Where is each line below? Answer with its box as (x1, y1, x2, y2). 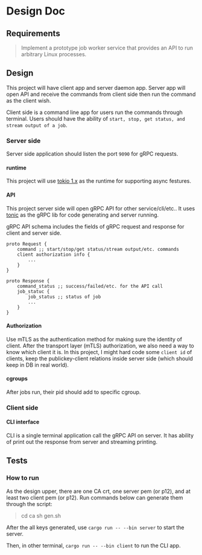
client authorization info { (17, 252, 90, 258)
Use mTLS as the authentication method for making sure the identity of (6, 335, 183, 343)
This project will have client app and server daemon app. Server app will (6, 84, 186, 91)
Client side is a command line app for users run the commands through (6, 109, 183, 116)
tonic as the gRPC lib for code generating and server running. (6, 211, 159, 218)
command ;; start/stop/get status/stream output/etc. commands (17, 246, 180, 252)
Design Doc (6, 4, 65, 18)
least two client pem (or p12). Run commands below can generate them (6, 493, 183, 501)
